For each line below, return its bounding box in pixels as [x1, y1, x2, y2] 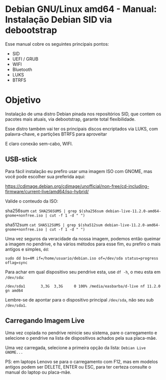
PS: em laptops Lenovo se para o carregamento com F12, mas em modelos [5, 359, 158, 365]
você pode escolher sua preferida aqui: [5, 173, 86, 179]
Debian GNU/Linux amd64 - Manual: [5, 3, 157, 15]
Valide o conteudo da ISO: [5, 198, 58, 204]
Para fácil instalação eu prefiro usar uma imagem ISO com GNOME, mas [5, 168, 153, 174]
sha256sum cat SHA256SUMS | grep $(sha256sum [5, 208, 104, 214]
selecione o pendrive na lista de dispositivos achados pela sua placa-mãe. [5, 335, 157, 341]
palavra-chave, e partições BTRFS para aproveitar [5, 131, 108, 137]
